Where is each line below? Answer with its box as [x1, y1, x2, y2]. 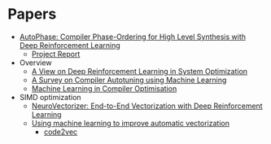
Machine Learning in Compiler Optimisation [31, 83, 177, 94]
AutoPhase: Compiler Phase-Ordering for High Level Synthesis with [19, 32, 246, 41]
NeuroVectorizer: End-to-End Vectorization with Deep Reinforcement [31, 101, 263, 111]
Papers [7, 5, 57, 24]
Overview [19, 58, 52, 68]
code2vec [43, 127, 78, 137]
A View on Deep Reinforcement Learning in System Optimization [31, 66, 248, 76]
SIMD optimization [19, 92, 82, 102]
